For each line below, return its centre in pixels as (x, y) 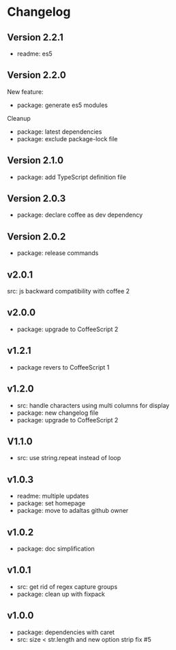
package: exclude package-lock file (67, 139)
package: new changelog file (58, 413)
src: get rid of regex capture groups (67, 586)
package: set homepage (51, 503)
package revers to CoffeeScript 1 (63, 367)
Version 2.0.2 (36, 236)
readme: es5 (34, 53)
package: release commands (58, 253)
